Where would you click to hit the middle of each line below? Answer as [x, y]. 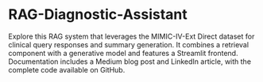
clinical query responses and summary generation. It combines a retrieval [128, 44]
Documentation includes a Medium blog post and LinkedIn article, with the [130, 61]
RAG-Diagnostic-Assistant [98, 15]
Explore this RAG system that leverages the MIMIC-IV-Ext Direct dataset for [131, 36]
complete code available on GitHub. [67, 69]
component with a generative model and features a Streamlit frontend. [123, 53]
